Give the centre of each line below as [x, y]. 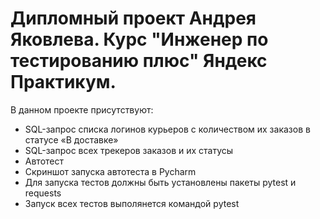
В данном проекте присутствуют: [82, 109]
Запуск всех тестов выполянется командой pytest [132, 203]
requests [43, 193]
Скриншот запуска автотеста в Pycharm [110, 171]
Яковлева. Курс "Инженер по [139, 39]
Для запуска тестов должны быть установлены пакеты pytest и [160, 182]
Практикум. [63, 82]
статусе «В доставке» [71, 139]
